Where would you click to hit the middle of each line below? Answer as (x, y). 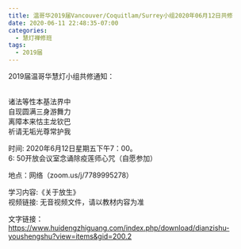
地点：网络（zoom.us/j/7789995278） (71, 175)
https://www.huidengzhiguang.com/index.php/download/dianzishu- (119, 228)
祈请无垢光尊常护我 (40, 131)
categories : (28, 30)
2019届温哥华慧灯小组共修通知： (61, 76)
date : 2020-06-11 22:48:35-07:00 (63, 23)
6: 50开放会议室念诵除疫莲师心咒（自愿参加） (82, 158)
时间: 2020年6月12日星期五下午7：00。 (73, 148)
